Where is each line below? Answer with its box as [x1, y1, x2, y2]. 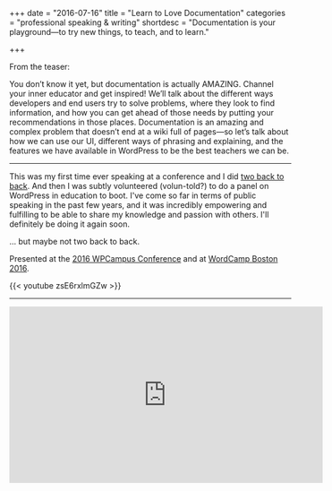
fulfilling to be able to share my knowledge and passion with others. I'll [9, 210, 269, 220]
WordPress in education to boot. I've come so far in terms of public [9, 190, 257, 201]
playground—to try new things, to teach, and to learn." [9, 27, 209, 37]
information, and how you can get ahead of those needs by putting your [9, 108, 275, 117]
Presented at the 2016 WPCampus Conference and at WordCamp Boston [9, 254, 278, 263]
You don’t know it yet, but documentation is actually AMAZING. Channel [9, 79, 275, 89]
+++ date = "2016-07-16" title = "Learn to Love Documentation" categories [9, 8, 286, 18]
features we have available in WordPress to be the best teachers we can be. [9, 145, 289, 156]
